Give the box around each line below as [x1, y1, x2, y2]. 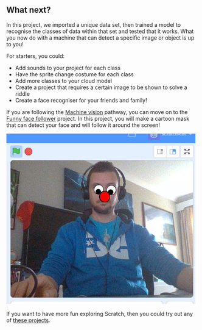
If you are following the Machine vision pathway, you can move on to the [6, 108, 188, 115]
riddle [15, 90, 30, 97]
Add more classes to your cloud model [15, 77, 113, 84]
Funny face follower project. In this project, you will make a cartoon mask [6, 115, 190, 122]
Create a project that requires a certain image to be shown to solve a [15, 84, 187, 91]
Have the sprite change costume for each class [15, 70, 134, 78]
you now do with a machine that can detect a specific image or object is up [6, 34, 195, 41]
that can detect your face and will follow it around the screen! [6, 121, 160, 129]
